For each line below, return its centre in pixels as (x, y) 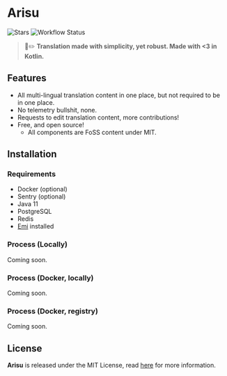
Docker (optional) (42, 189)
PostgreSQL (34, 212)
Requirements (32, 174)
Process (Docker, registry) (53, 311)
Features (27, 78)
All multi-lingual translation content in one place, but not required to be (119, 95)
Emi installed (36, 226)
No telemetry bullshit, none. (57, 110)
